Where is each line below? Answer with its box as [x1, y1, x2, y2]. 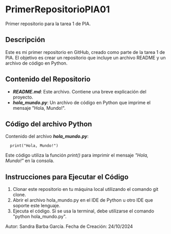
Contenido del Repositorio [5, 75, 91, 84]
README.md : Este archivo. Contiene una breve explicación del [12, 88, 146, 94]
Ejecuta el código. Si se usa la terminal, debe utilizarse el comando [12, 208, 155, 214]
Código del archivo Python [5, 120, 92, 128]
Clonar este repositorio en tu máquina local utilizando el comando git [12, 186, 159, 192]
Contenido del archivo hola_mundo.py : [5, 133, 89, 140]
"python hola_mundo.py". [12, 213, 67, 220]
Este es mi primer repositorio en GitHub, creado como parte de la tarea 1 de [5, 49, 165, 55]
